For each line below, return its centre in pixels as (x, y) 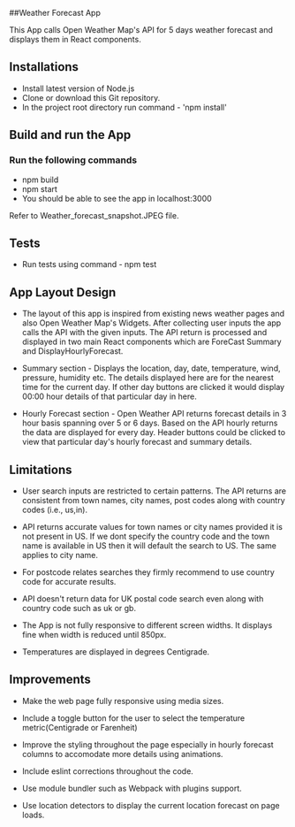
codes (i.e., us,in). (55, 509)
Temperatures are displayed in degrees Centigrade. (116, 651)
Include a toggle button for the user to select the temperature (133, 718)
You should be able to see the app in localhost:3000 (117, 198)
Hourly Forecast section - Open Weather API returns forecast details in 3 (154, 414)
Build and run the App (70, 135)
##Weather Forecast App (55, 13)
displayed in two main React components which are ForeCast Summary (151, 342)
